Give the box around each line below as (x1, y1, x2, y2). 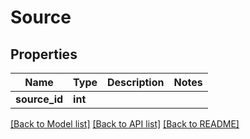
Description (107, 76, 165, 89)
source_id (15, 92, 64, 106)
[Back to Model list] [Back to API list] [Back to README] (10, 118, 240, 130)
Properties (10, 46, 78, 63)
